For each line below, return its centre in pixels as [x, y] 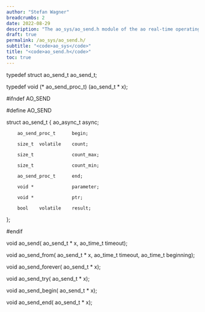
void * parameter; [58, 187]
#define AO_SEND [29, 110]
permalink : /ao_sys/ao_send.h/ [46, 40]
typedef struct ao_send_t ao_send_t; [52, 74]
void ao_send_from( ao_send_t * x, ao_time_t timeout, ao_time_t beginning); [101, 255]
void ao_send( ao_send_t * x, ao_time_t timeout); [67, 243]
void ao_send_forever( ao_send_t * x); [54, 267]
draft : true [21, 35]
